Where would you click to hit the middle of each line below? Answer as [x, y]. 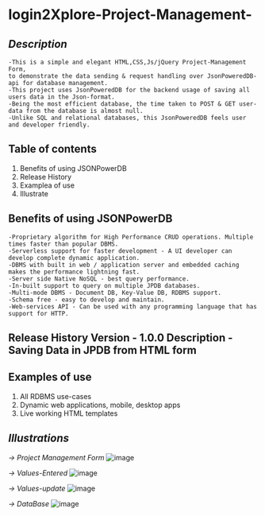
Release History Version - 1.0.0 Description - [121, 338]
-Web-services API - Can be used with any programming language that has [133, 306]
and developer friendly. [49, 125]
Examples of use [50, 377]
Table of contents [52, 149]
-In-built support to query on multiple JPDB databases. [104, 285]
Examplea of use [47, 185]
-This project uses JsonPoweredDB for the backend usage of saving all [129, 90]
